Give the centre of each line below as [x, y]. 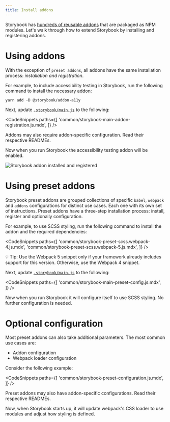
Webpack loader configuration [45, 358]
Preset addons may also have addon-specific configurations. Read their [81, 393]
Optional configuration [54, 323]
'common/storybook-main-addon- [94, 119]
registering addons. [26, 35]
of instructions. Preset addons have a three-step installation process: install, [85, 211]
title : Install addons [29, 10]
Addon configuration [34, 353]
